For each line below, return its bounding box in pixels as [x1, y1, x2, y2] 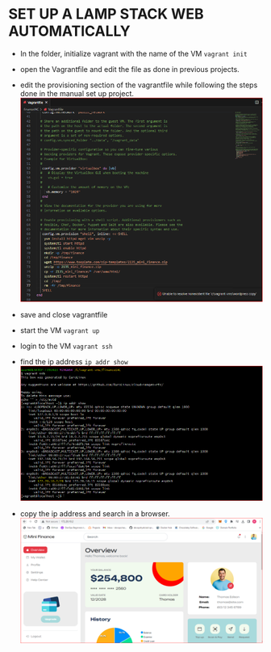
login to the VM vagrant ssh [19, 341, 113, 351]
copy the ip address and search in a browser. [19, 508, 171, 518]
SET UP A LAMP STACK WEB [8, 5, 204, 23]
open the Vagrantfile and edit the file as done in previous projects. [19, 64, 240, 74]
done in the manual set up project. [19, 88, 135, 98]
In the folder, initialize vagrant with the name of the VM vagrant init [19, 48, 248, 58]
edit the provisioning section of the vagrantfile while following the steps [19, 80, 258, 90]
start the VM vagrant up [19, 325, 100, 335]
